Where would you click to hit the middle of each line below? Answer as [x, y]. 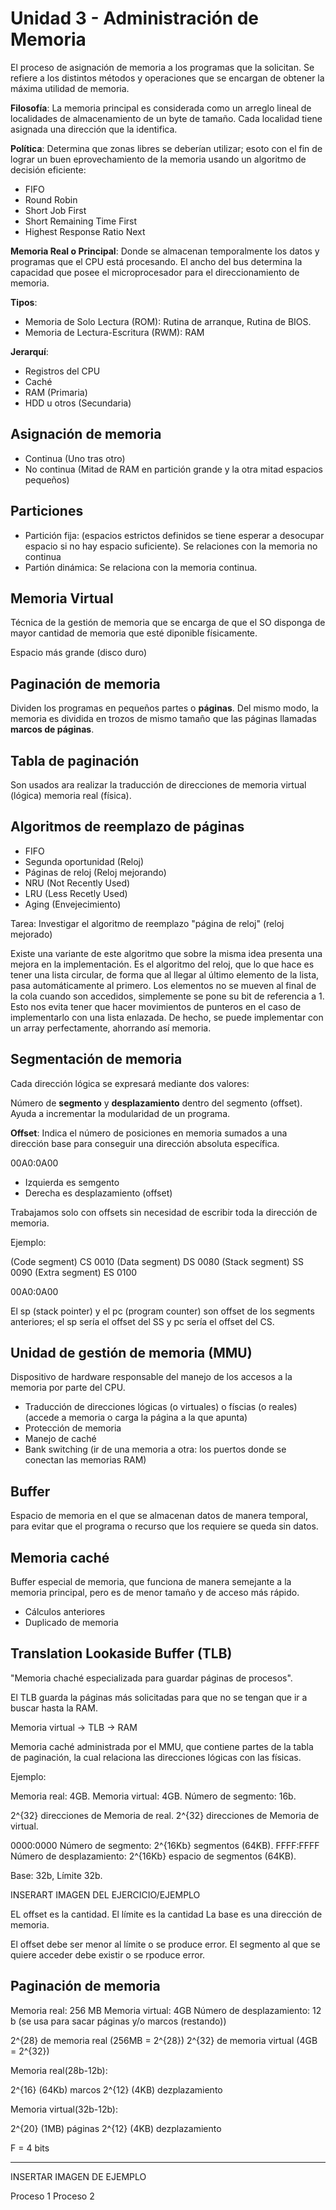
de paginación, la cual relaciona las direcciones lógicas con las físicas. [156, 1757]
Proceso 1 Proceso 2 [52, 2196]
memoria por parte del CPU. [68, 1388]
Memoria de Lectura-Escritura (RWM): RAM [114, 332]
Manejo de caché [60, 1439]
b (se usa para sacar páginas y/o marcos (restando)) [118, 2021]
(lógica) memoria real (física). [71, 795]
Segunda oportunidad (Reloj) [84, 861]
